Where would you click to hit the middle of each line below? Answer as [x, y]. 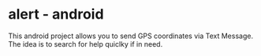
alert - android [56, 14]
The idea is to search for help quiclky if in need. [86, 44]
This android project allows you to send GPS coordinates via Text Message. [131, 36]
